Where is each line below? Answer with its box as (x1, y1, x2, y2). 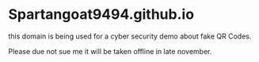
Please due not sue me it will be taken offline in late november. (8, 46, 212, 56)
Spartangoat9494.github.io (8, 5, 195, 24)
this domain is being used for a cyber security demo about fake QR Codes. (8, 31, 252, 41)
